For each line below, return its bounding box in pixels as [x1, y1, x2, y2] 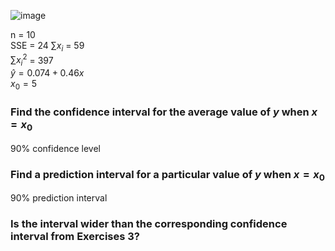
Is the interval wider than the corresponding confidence [10, 217, 288, 231]
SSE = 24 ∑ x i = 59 [10, 40, 85, 54]
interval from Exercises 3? [10, 230, 140, 244]
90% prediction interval [10, 192, 108, 204]
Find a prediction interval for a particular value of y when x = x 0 [10, 167, 325, 183]
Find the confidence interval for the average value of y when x [10, 105, 318, 119]
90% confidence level [10, 142, 101, 154]
